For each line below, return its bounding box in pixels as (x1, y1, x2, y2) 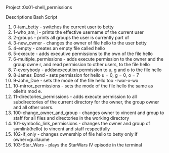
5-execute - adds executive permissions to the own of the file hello (13, 50, 153, 57)
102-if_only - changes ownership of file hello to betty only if (13, 131, 138, 137)
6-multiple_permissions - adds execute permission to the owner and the (13, 56, 164, 62)
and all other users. (13, 105, 54, 110)
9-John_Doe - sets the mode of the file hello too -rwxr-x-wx (13, 78, 139, 83)
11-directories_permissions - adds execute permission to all (13, 93, 137, 99)
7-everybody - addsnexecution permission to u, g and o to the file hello (13, 67, 162, 73)
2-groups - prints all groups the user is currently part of (13, 35, 130, 40)
